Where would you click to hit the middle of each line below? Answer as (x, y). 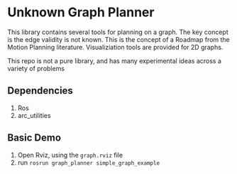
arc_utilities (34, 115)
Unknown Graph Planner (81, 12)
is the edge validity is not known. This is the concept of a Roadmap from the (119, 39)
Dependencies (40, 91)
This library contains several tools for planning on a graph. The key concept (118, 32)
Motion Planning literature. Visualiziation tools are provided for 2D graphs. (115, 47)
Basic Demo (34, 138)
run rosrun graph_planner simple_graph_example (89, 162)
